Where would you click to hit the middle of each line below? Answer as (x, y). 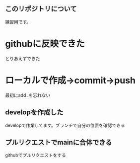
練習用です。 (18, 22)
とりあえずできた (23, 58)
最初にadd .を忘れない (28, 95)
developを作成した (34, 113)
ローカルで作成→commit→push (70, 80)
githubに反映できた (45, 44)
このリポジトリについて (41, 9)
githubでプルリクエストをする (35, 155)
